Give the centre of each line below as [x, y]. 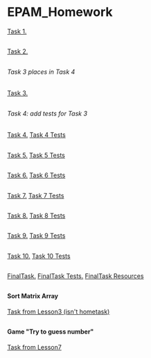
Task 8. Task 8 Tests [36, 215]
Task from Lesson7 [35, 348]
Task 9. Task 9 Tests [36, 236]
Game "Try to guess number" [51, 332]
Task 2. [18, 51]
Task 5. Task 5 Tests [36, 155]
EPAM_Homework [60, 12]
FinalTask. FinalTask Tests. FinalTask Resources [75, 276]
